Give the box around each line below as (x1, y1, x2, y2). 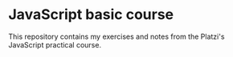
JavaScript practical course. (8, 40, 102, 49)
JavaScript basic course (8, 6, 174, 24)
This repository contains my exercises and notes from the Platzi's (8, 32, 225, 41)
